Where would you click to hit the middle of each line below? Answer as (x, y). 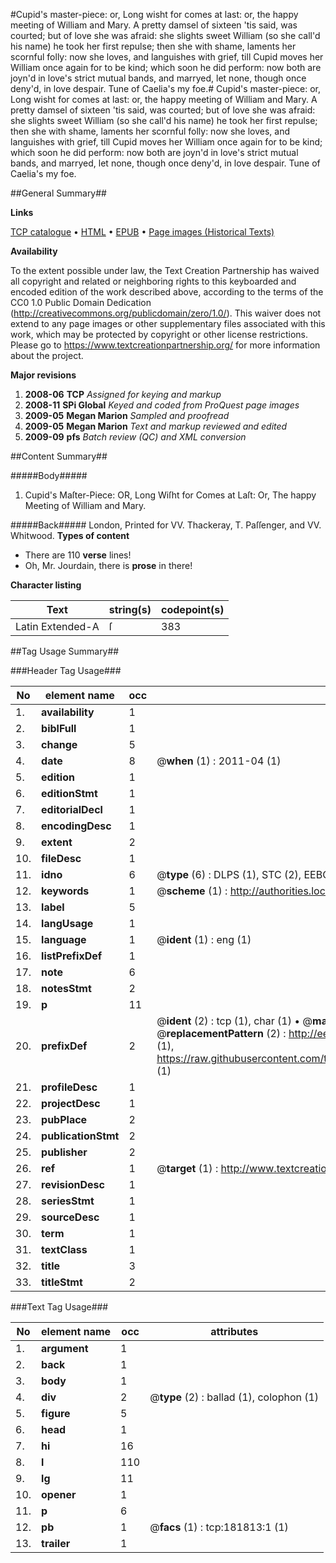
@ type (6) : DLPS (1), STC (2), (229, 874)
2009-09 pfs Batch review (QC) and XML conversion (135, 437)
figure (56, 1413)
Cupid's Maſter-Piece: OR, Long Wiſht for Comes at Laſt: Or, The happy (170, 495)
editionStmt (69, 793)
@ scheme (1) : (192, 891)
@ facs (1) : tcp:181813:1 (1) (219, 1527)
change (59, 744)
